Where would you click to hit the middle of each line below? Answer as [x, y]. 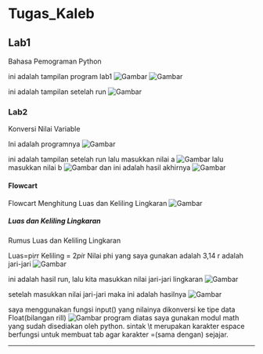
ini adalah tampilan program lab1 [60, 76]
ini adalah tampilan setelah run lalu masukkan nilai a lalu [116, 159]
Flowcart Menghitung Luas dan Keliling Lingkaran [88, 203]
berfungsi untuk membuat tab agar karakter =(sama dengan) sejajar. [118, 334]
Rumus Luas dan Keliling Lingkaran [65, 240]
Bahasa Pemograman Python [55, 61]
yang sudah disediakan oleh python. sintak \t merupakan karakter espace [126, 327]
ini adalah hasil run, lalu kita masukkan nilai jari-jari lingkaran [106, 280]
